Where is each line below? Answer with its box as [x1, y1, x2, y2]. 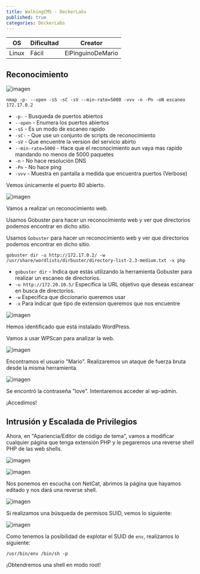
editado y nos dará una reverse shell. [6, 487, 97, 493]
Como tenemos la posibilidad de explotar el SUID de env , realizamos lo [6, 533, 180, 540]
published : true [6, 14, 47, 20]
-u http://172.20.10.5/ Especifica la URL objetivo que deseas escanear [14, 281, 194, 288]
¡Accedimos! [6, 399, 37, 406]
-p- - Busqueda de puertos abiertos [14, 113, 103, 120]
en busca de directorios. [14, 287, 75, 294]
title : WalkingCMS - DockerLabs [6, 8, 87, 15]
